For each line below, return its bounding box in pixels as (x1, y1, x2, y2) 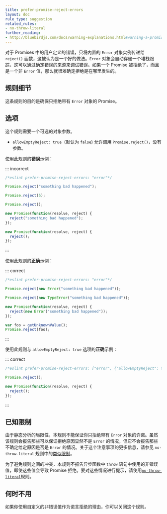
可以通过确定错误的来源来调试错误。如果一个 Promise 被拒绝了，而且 (18, 62, 160, 68)
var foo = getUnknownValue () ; (5, 322, 68, 327)
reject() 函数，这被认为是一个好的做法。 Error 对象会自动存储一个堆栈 (5, 55, 150, 61)
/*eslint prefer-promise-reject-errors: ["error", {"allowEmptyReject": (5, 366, 159, 371)
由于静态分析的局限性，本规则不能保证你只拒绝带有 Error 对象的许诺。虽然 (5, 432, 158, 438)
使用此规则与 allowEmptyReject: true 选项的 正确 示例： (5, 346, 118, 352)
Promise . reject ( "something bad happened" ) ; (5, 184, 97, 189)
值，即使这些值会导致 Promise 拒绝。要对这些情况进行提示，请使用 (5, 467, 142, 473)
